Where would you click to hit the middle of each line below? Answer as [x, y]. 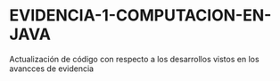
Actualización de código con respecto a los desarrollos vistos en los [135, 59]
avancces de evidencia [52, 69]
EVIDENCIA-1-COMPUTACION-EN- [140, 16]
